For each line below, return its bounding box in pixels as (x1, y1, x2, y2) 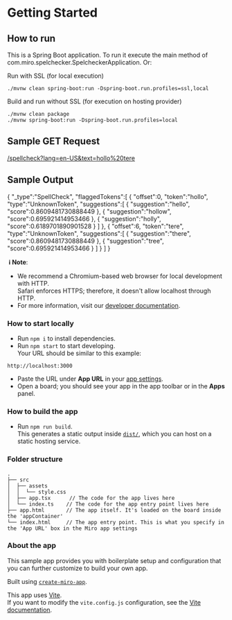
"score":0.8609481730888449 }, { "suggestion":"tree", (7, 236, 164, 245)
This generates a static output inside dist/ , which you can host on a (17, 430, 212, 438)
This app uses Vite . (7, 591, 62, 599)
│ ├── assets (7, 482, 48, 490)
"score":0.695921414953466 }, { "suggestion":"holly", (7, 214, 161, 223)
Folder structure (7, 454, 63, 464)
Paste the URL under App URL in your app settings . (17, 374, 164, 383)
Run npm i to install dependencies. (17, 334, 116, 343)
